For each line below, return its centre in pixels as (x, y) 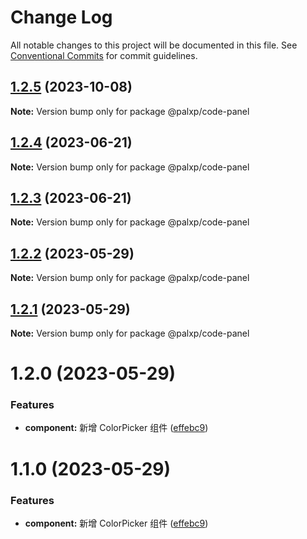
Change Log (61, 17)
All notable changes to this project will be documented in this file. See (154, 45)
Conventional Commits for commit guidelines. (104, 55)
